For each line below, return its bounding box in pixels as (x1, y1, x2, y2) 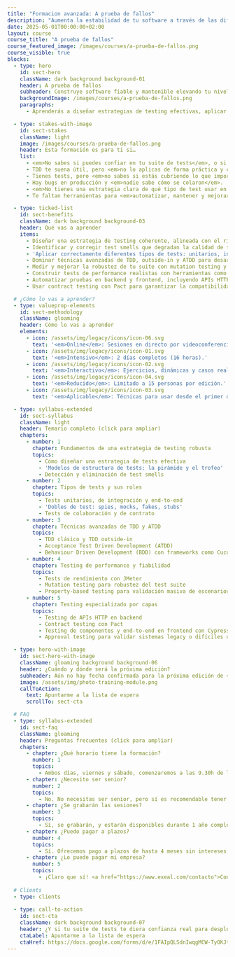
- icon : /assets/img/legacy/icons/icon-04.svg (25, 374, 164, 381)
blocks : (7, 56, 30, 63)
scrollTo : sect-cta (25, 698, 83, 706)
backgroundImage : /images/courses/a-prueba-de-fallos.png (20, 95, 192, 102)
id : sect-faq (20, 724, 58, 731)
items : (20, 230, 39, 238)
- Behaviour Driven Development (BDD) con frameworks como (38, 549, 215, 556)
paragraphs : (20, 102, 55, 109)
